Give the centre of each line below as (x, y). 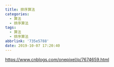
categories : (17, 14)
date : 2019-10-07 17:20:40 (33, 46)
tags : (11, 28)
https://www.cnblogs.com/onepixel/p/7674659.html (57, 59)
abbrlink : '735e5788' (27, 41)
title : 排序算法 (20, 9)
